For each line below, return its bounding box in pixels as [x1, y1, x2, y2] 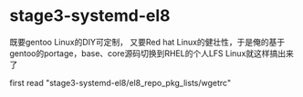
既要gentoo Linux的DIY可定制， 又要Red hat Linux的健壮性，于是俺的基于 [9, 36, 286, 47]
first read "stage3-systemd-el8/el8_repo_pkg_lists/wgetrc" [9, 77, 231, 88]
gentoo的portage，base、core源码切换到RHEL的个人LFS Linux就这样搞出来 [9, 47, 295, 59]
